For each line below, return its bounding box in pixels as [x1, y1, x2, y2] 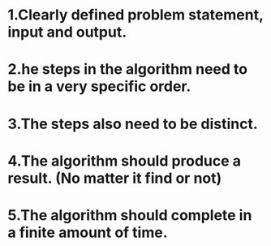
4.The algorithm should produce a [7, 152, 241, 170]
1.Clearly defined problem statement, [7, 6, 264, 24]
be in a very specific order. [7, 77, 191, 96]
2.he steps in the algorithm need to [7, 60, 248, 79]
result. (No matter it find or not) [7, 169, 222, 188]
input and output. [7, 23, 127, 41]
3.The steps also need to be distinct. [7, 114, 259, 133]
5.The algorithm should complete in [7, 205, 252, 224]
